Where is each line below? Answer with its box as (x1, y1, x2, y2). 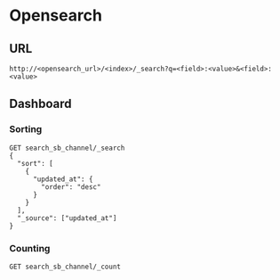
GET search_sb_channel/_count (9, 262, 122, 271)
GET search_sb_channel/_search (9, 144, 125, 152)
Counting (9, 242, 51, 254)
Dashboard (9, 96, 72, 111)
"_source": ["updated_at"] (17, 213, 117, 223)
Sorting (9, 123, 43, 136)
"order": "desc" (41, 182, 101, 192)
